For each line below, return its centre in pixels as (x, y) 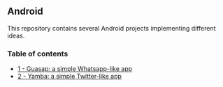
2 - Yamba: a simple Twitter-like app (70, 77)
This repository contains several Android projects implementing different (111, 28)
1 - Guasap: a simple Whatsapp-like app (75, 69)
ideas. (16, 35)
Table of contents (38, 54)
